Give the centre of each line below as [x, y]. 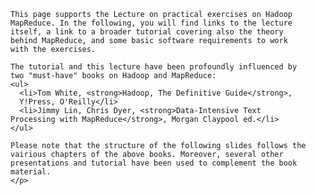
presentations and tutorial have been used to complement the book [154, 163]
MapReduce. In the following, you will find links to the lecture [151, 23]
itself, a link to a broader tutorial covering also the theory [147, 32]
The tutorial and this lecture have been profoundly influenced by [154, 67]
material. [31, 172]
